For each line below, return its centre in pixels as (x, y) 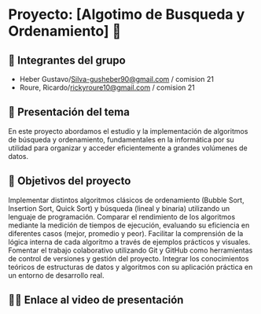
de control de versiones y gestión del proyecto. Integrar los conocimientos (129, 258)
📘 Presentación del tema (69, 112)
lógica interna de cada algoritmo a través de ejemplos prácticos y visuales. (129, 242)
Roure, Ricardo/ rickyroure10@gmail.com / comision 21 (107, 87)
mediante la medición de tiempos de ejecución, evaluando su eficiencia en (129, 225)
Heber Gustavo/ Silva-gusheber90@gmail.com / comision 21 (117, 79)
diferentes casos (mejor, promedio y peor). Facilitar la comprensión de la (126, 233)
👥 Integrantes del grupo (67, 60)
